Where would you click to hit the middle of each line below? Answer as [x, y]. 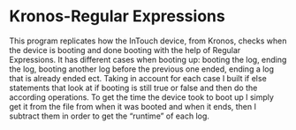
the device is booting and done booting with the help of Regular [125, 50]
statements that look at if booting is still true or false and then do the [133, 88]
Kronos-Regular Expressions [117, 16]
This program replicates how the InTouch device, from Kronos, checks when [148, 41]
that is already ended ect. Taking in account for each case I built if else [138, 78]
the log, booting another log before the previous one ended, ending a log [142, 69]
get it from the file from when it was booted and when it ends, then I [133, 106]
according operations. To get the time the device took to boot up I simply [141, 97]
